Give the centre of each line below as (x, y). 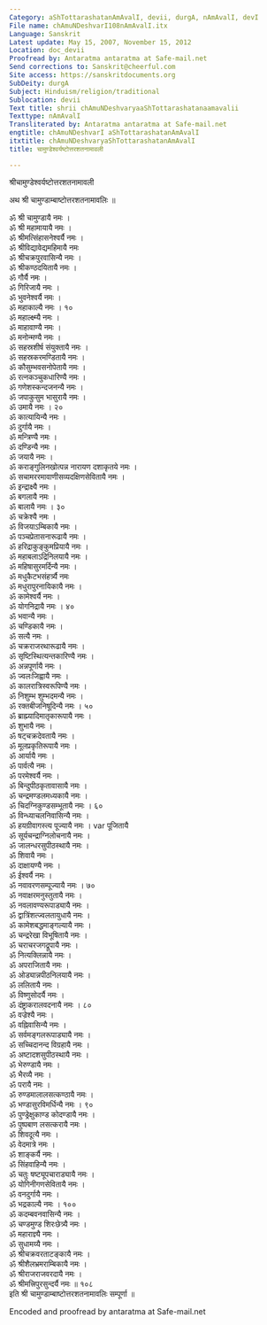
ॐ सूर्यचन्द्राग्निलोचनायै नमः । (50, 835)
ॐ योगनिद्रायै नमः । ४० (42, 606)
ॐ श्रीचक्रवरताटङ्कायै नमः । (50, 1253)
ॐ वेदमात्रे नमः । (32, 1144)
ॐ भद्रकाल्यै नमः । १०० (43, 1204)
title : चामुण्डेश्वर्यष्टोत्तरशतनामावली (56, 149)
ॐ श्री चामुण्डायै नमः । (40, 217)
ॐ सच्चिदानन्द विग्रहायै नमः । (50, 1044)
